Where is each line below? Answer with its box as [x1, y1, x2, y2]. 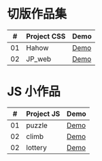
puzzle [26, 121, 48, 130]
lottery [26, 143, 48, 152]
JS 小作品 [7, 84, 61, 99]
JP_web [26, 54, 52, 64]
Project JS [26, 109, 61, 119]
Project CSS [26, 32, 66, 41]
